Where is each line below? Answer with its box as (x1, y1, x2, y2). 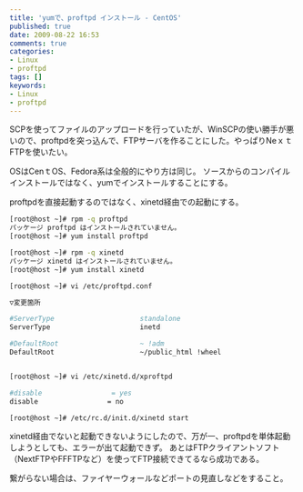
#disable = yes (9, 388, 132, 397)
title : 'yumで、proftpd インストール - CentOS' (9, 13, 182, 23)
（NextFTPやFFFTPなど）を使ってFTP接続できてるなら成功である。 (9, 454, 265, 465)
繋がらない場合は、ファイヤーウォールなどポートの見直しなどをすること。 (9, 473, 288, 484)
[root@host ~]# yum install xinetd (9, 265, 145, 274)
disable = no (9, 397, 125, 406)
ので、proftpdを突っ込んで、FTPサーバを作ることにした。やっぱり (16, 136, 267, 146)
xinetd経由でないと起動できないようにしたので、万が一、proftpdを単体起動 (9, 431, 291, 442)
